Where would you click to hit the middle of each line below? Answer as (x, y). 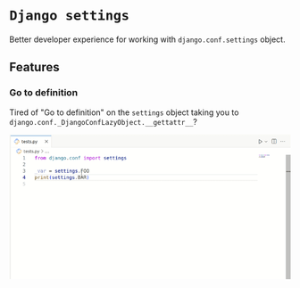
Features (34, 67)
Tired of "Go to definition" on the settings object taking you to (124, 112)
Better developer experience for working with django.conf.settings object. (147, 39)
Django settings (69, 16)
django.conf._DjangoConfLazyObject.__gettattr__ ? (104, 121)
